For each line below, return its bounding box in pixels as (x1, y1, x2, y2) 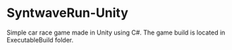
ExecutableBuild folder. (6, 35, 74, 44)
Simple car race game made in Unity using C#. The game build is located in (6, 28, 226, 37)
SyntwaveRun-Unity (6, 5, 128, 21)
